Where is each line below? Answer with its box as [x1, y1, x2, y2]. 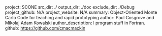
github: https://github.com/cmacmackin [5, 25, 86, 31]
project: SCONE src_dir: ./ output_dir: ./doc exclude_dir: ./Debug [5, 4, 135, 10]
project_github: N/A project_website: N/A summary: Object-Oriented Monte [5, 9, 158, 15]
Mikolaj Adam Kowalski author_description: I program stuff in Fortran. [5, 20, 145, 26]
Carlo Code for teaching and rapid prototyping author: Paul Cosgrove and [5, 15, 154, 20]
